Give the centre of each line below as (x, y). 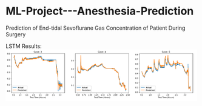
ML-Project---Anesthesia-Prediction (100, 11)
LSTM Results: (24, 46)
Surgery (16, 34)
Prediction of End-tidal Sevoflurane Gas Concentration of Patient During (96, 28)
